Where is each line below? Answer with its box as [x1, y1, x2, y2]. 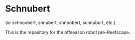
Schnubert [5, 3, 50, 14]
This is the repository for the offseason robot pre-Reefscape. [5, 29, 131, 35]
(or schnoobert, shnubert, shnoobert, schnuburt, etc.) [5, 19, 116, 25]
